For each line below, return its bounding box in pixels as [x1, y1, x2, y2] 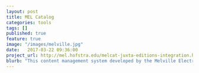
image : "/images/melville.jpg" [6, 42, 84, 48]
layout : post [6, 8, 38, 15]
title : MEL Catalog [6, 14, 54, 20]
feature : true [6, 36, 41, 42]
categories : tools [6, 19, 52, 25]
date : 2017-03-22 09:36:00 [6, 47, 78, 53]
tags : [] [6, 25, 28, 31]
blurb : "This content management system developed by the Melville [6, 58, 176, 64]
